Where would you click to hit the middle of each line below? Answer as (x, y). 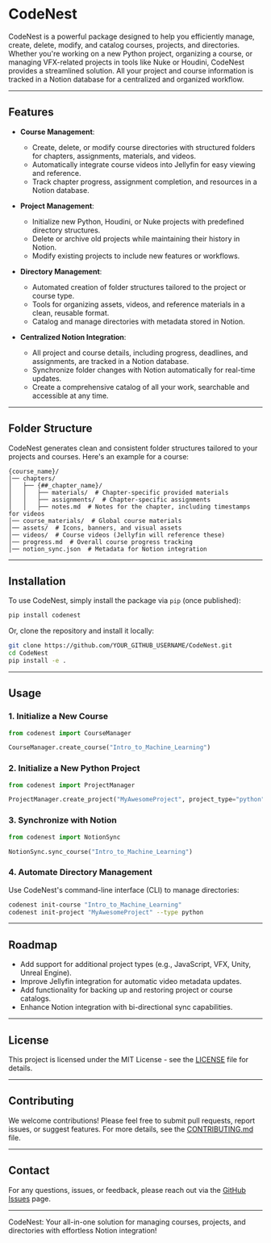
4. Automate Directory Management (81, 873)
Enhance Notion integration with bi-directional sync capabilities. (126, 1007)
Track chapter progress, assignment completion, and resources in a (145, 182)
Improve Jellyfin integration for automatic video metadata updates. (131, 981)
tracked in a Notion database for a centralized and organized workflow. (126, 79)
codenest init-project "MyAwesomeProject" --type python (106, 912)
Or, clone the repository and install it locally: (81, 631)
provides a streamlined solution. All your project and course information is (131, 70)
